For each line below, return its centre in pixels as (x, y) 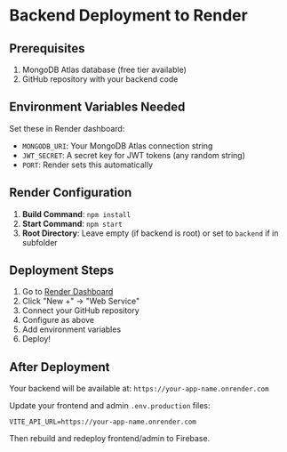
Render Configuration (71, 193)
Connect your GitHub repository (80, 311)
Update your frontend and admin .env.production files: (110, 406)
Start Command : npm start (72, 223)
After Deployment (60, 367)
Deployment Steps (61, 271)
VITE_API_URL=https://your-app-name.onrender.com (103, 422)
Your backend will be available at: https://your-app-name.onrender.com (139, 389)
